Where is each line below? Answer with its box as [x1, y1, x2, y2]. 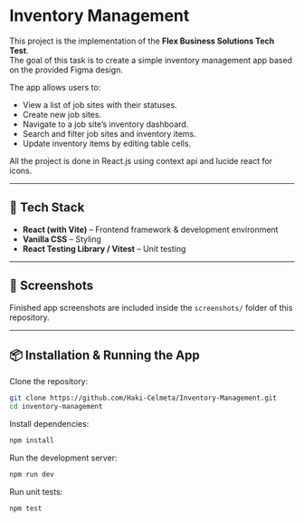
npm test [9, 504, 43, 513]
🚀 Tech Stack [9, 200, 85, 216]
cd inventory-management [9, 402, 103, 411]
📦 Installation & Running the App [9, 347, 201, 362]
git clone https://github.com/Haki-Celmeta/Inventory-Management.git [9, 393, 278, 403]
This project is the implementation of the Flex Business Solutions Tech [9, 35, 275, 46]
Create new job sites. [22, 109, 102, 120]
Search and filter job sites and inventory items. [22, 128, 196, 139]
